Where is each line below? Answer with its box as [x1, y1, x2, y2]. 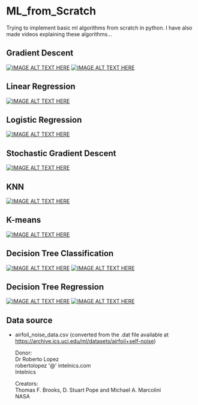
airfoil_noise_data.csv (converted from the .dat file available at [14, 331, 169, 338]
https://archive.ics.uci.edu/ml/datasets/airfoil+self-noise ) [14, 338, 156, 345]
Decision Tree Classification [6, 249, 114, 259]
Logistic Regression [6, 114, 82, 125]
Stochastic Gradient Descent [6, 148, 116, 158]
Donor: [14, 349, 32, 356]
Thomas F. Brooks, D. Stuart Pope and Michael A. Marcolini [14, 386, 161, 394]
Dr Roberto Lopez [14, 356, 59, 363]
